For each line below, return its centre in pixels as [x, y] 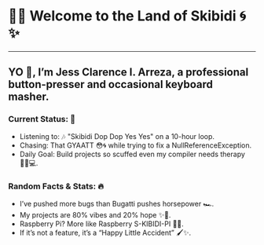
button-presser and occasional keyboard [111, 84]
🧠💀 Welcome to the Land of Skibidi [123, 16]
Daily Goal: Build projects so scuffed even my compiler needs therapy [132, 154]
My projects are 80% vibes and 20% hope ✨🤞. [95, 214]
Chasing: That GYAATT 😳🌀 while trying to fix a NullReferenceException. [136, 145]
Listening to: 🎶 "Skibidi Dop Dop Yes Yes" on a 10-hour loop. [117, 136]
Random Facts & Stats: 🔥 [56, 186]
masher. [29, 97]
